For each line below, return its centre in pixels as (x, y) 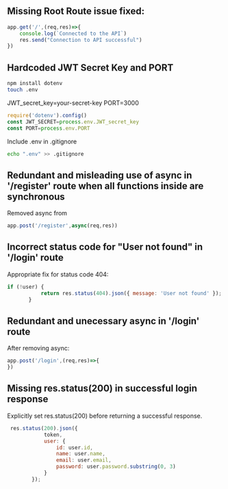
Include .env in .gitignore (42, 141)
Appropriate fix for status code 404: (58, 274)
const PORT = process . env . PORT (49, 128)
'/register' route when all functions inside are (105, 186)
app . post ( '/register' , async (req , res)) (62, 226)
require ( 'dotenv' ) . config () (47, 115)
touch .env (23, 90)
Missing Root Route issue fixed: (76, 11)
